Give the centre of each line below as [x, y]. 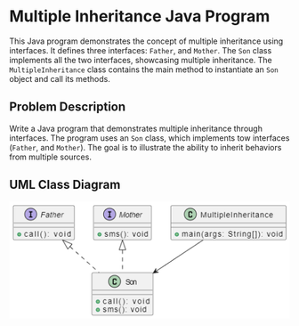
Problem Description [68, 107]
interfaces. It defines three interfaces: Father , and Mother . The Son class [141, 50]
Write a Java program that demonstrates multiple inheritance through [136, 128]
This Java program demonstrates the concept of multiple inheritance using [146, 41]
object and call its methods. [60, 78]
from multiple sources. [50, 157]
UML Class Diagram [65, 185]
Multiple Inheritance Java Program [140, 16]
